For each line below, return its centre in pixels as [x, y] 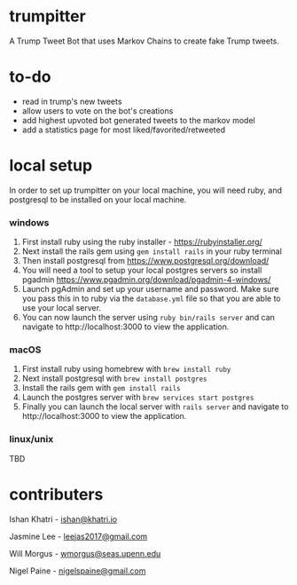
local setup [51, 166]
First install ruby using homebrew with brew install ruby [126, 369]
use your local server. [62, 308]
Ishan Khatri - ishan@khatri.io [63, 519]
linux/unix [31, 439]
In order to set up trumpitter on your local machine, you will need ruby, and [145, 190]
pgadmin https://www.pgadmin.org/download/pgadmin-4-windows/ [146, 280]
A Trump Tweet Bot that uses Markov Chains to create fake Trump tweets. [145, 41]
